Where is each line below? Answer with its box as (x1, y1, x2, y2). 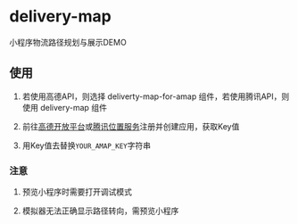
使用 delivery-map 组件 (21, 102, 107, 112)
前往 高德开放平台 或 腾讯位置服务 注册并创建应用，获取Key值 (21, 120, 240, 131)
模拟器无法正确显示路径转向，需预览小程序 (21, 205, 179, 216)
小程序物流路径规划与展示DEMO (9, 37, 127, 47)
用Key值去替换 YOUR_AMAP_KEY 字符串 (21, 140, 152, 151)
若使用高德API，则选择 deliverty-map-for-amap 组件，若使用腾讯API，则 (21, 91, 290, 102)
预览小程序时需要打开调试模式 (21, 187, 132, 197)
